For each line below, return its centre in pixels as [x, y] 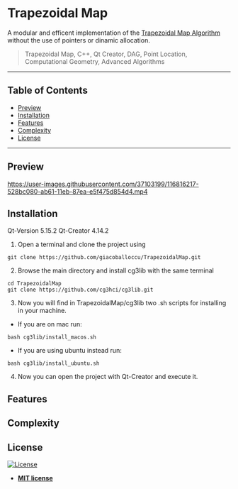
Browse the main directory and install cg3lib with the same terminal [115, 270]
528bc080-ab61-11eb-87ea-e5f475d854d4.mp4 [78, 191]
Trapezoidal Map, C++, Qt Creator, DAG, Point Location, [106, 54]
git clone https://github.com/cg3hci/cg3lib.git [80, 290]
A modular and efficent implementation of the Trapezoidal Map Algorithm [114, 33]
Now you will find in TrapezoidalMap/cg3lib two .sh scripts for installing [122, 303]
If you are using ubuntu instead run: [69, 351]
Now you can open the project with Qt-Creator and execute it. [108, 377]
